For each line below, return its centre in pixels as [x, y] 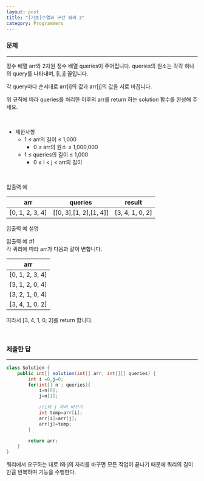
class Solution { [28, 368]
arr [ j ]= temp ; [55, 424]
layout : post [23, 12]
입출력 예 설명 [23, 228]
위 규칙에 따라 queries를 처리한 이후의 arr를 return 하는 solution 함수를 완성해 [99, 99]
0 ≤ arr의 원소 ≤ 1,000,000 [66, 147]
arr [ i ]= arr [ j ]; [58, 418]
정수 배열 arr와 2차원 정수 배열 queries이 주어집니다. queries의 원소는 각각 [95, 66]
